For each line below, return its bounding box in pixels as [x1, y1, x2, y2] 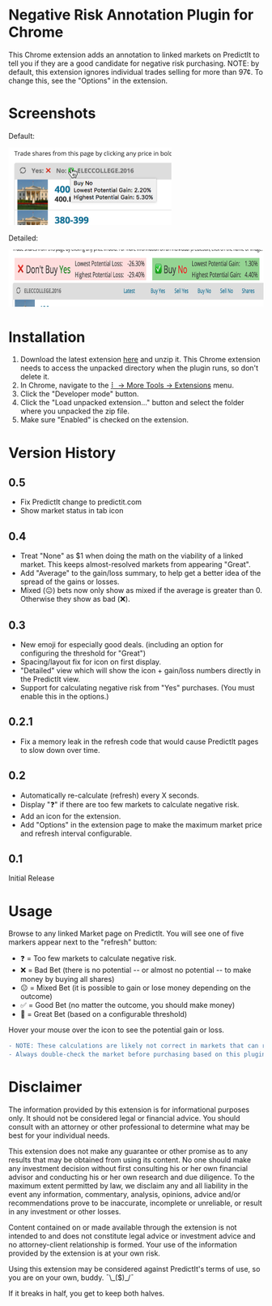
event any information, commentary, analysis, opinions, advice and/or [8, 1190, 241, 1199]
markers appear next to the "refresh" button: [8, 937, 158, 947]
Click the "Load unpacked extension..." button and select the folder [19, 398, 244, 408]
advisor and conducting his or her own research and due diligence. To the [8, 1172, 255, 1182]
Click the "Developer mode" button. [19, 389, 139, 399]
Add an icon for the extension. [19, 811, 121, 821]
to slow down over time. [19, 745, 100, 755]
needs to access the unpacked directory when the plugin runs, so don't [19, 363, 259, 373]
